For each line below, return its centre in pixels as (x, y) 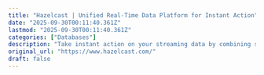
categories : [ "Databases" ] (52, 37)
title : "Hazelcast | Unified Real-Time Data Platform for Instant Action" (133, 15)
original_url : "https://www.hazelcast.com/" (82, 52)
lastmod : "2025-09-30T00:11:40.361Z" (70, 30)
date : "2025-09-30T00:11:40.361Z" (65, 23)
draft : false (29, 59)
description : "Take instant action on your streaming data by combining (130, 45)
